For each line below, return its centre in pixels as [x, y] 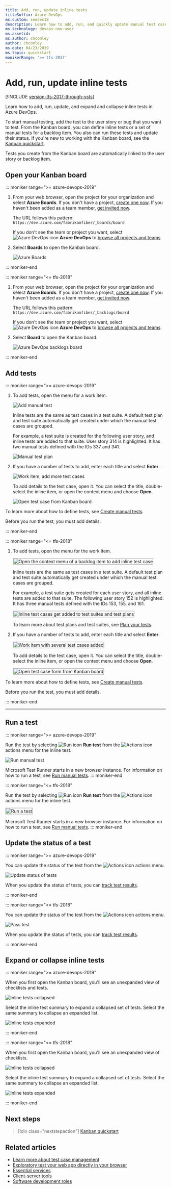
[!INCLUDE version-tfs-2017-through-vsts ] [50, 97]
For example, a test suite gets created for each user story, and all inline [87, 593]
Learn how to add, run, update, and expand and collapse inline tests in [79, 107]
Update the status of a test [48, 843]
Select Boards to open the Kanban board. [56, 247]
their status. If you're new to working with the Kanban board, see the [77, 138]
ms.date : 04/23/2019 [27, 48]
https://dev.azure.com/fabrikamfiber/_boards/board [68, 223]
